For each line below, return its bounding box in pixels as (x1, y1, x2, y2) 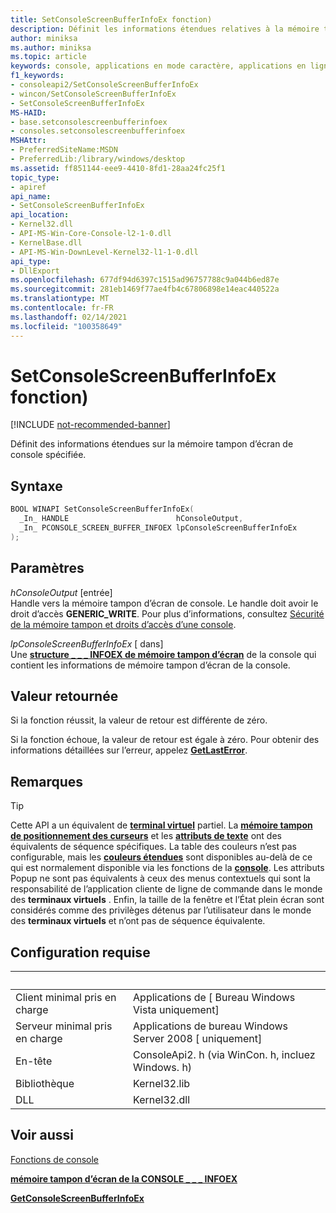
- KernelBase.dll (10, 237, 83, 248)
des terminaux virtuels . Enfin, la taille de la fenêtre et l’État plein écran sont (10, 894, 325, 906)
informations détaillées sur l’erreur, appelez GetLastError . (10, 744, 248, 756)
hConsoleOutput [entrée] (10, 586, 113, 598)
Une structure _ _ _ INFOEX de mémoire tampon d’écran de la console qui (10, 648, 317, 660)
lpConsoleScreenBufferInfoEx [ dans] (10, 637, 164, 650)
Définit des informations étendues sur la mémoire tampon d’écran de (10, 438, 294, 450)
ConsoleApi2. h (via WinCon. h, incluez (133, 1048, 316, 1061)
